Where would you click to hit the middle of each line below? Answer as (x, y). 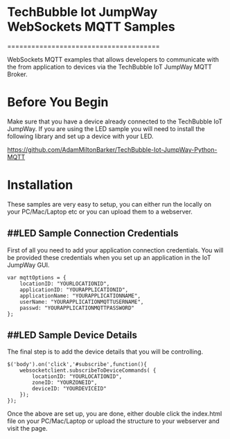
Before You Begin (58, 102)
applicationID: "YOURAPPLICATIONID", (74, 290)
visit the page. (27, 429)
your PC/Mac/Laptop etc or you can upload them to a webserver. (100, 212)
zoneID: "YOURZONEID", (65, 383)
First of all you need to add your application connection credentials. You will (115, 250)
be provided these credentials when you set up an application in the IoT (109, 257)
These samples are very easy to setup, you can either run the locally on (109, 204)
